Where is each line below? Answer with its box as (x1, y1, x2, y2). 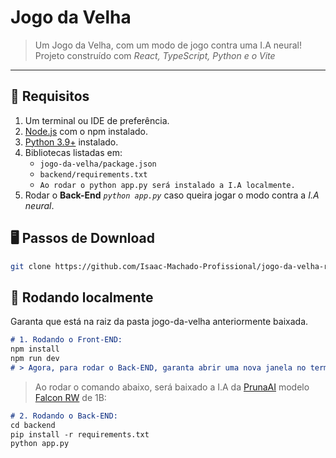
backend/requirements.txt (39, 169, 148, 180)
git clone (10, 261, 52, 271)
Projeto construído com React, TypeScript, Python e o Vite (34, 49, 276, 61)
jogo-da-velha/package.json (39, 159, 157, 169)
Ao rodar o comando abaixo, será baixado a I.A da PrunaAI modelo (34, 381, 310, 393)
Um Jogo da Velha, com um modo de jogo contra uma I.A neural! (34, 39, 303, 51)
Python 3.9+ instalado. (24, 136, 119, 148)
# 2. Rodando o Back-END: (10, 411, 118, 421)
